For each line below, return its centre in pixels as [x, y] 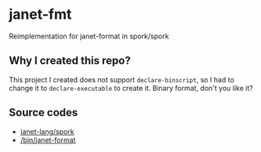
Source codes [43, 112]
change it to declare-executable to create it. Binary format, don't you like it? [131, 88]
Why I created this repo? [70, 61]
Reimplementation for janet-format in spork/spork [89, 36]
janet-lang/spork [47, 132]
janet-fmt [40, 14]
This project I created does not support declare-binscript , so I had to [121, 79]
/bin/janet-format [48, 139]
